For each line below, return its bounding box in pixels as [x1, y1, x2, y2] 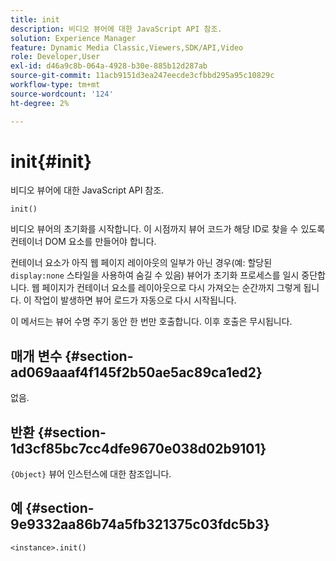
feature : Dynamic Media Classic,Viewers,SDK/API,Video [10, 42, 244, 53]
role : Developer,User [10, 52, 101, 62]
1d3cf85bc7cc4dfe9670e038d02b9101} [10, 440, 267, 457]
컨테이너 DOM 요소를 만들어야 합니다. [10, 236, 157, 248]
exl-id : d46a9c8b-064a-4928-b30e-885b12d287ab [10, 61, 208, 71]
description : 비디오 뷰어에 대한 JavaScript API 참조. [10, 24, 223, 34]
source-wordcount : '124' [10, 89, 114, 99]
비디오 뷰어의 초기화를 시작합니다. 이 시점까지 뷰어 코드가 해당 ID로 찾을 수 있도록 [10, 223, 326, 235]
